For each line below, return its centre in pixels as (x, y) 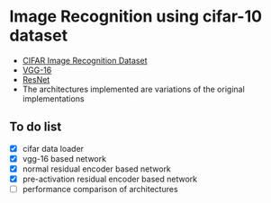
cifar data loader (53, 148)
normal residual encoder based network (96, 169)
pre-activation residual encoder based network (110, 179)
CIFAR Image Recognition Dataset (85, 60)
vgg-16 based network (64, 158)
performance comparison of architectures (100, 189)
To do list (36, 127)
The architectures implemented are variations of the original (133, 89)
